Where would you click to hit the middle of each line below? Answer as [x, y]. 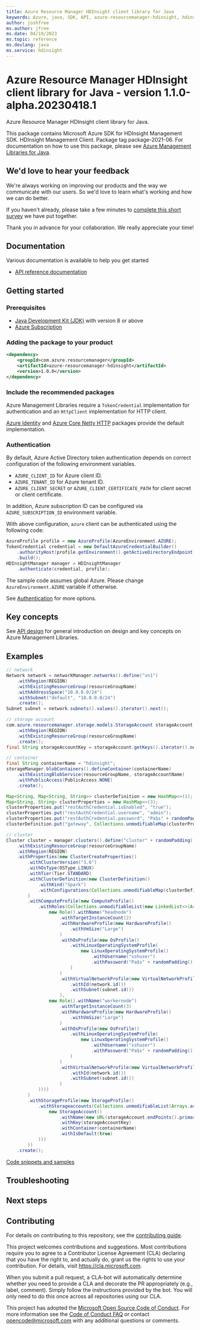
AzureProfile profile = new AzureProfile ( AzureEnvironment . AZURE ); [92, 541]
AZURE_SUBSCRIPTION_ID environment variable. [62, 512]
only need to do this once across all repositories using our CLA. [84, 1297]
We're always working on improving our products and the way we [87, 185]
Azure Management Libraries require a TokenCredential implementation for [98, 405]
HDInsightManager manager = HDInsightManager [63, 563]
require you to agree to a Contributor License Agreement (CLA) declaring [96, 1253]
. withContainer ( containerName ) [98, 1128]
